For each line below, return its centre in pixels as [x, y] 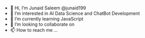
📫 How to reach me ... [34, 30]
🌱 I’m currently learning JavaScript [47, 19]
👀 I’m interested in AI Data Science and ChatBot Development [75, 13]
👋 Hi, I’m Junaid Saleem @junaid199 [48, 8]
